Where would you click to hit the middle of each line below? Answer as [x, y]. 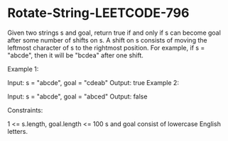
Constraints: [25, 110]
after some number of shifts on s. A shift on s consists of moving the [107, 40]
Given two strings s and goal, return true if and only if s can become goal [114, 33]
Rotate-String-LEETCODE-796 [98, 13]
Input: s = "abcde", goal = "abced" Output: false [77, 96]
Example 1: [23, 69]
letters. [18, 131]
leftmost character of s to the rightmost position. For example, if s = [106, 47]
